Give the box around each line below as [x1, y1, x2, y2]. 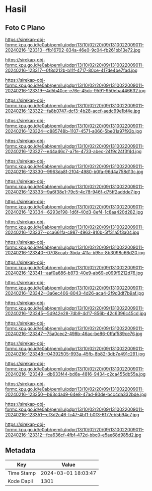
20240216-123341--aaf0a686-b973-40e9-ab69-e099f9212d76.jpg [5, 270, 143, 276]
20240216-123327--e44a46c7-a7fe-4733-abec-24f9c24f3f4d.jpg [5, 149, 142, 154]
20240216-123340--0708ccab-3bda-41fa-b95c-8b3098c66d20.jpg [5, 250, 145, 255]
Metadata [5, 446, 36, 455]
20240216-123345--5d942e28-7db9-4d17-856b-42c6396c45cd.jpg [5, 311, 147, 316]
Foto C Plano [5, 23, 45, 32]
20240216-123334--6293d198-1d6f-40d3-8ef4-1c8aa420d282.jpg [5, 209, 143, 215]
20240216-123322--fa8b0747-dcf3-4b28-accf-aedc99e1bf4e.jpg [5, 108, 141, 114]
